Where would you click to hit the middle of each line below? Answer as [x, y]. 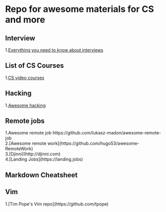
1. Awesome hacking [26, 105]
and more [25, 20]
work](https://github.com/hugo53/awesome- [93, 143]
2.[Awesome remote [26, 143]
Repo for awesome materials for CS [80, 9]
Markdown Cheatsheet [41, 175]
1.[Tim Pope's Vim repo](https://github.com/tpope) [57, 204]
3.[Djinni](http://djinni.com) [33, 154]
